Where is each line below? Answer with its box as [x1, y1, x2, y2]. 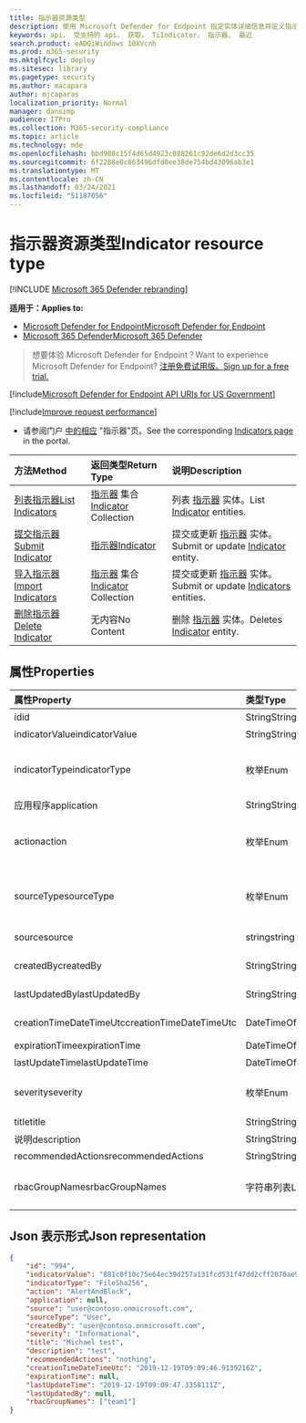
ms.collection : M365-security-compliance [9, 124, 169, 133]
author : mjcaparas [9, 89, 79, 99]
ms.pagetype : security [9, 73, 96, 82]
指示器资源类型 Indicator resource [9, 234, 264, 254]
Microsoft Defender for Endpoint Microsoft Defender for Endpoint [22, 320, 266, 331]
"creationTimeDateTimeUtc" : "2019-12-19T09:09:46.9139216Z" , [25, 1363, 262, 1373]
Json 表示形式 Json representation [9, 1229, 207, 1244]
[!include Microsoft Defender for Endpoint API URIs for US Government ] [9, 389, 276, 400]
